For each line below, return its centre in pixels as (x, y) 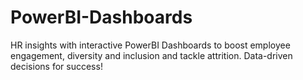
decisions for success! (56, 66)
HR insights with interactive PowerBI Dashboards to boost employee (150, 45)
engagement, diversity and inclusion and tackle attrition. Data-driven (151, 55)
